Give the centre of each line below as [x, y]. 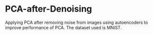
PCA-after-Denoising [49, 9]
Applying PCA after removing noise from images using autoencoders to [76, 22]
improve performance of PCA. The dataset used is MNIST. [63, 27]
